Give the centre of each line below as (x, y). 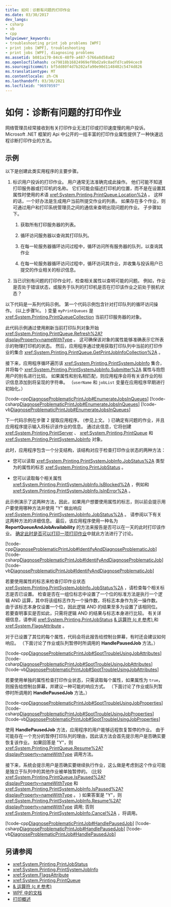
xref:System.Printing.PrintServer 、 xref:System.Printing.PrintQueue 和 (79, 433)
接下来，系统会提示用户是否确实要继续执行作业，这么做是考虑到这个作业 (81, 765)
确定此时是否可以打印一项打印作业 (51, 533)
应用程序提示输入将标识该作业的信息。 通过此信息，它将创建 (68, 426)
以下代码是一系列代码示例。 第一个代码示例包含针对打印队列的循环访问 (79, 304)
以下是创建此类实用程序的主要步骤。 (43, 171)
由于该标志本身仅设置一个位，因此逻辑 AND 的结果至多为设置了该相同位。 (83, 607)
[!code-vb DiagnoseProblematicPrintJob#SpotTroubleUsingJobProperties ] (83, 719)
